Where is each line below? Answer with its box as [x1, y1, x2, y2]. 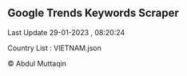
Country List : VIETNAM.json [7, 43, 101, 53]
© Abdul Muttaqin [7, 58, 67, 68]
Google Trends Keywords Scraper [7, 6, 179, 20]
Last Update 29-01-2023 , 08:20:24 [7, 27, 125, 37]
